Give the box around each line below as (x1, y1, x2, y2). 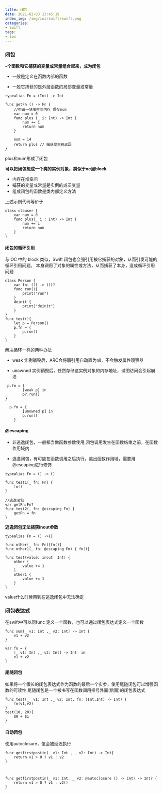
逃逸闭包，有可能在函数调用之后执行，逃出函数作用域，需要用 (12, 456, 136, 461)
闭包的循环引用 (5, 245, 35, 250)
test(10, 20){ (5, 710, 34, 715)
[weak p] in (22, 388, 47, 393)
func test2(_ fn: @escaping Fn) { (5, 506, 75, 511)
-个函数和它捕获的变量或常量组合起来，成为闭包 (5, 63, 101, 69)
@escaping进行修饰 (12, 461, 52, 467)
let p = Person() (14, 321, 49, 326)
